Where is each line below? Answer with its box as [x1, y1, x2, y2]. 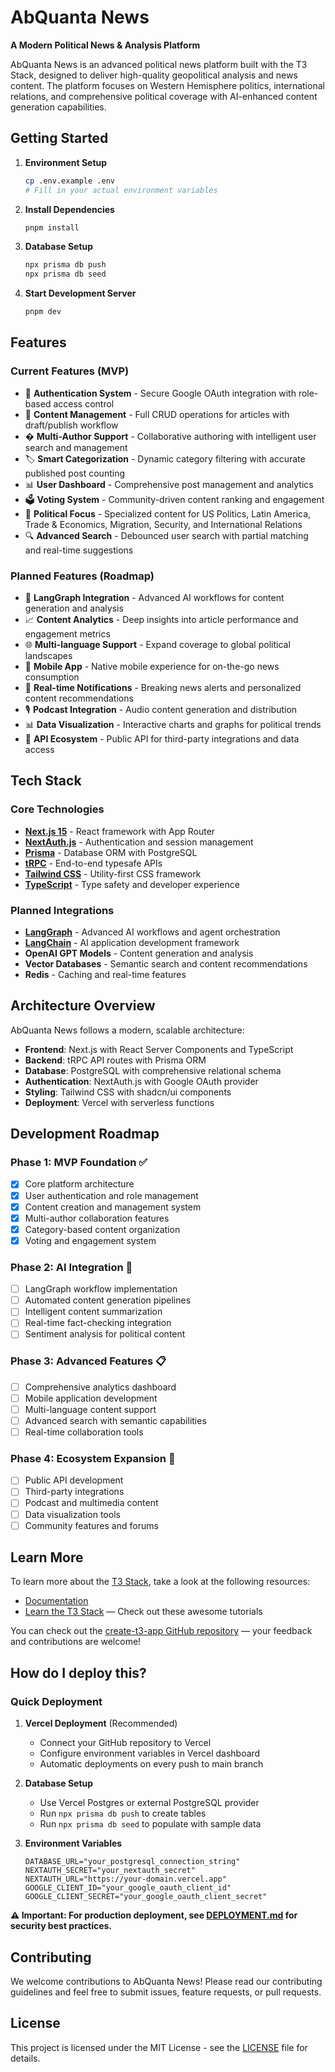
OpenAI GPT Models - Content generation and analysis [24, 947, 254, 959]
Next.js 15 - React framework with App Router [24, 825, 216, 837]
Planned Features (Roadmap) [10, 569, 155, 583]
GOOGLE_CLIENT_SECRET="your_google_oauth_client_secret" [24, 1892, 268, 1902]
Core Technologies [10, 802, 105, 816]
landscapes [24, 649, 73, 661]
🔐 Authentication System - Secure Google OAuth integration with [24, 387, 297, 399]
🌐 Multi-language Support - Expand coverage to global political [24, 638, 291, 650]
